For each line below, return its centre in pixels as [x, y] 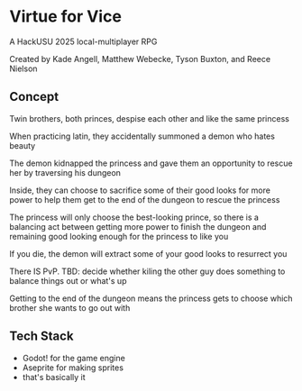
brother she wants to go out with [70, 307]
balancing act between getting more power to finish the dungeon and [138, 226]
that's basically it [54, 377]
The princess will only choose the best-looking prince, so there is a [134, 217]
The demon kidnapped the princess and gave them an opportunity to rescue [151, 163]
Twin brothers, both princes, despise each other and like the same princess [150, 118]
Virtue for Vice [65, 17]
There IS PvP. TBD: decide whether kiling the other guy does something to [147, 271]
